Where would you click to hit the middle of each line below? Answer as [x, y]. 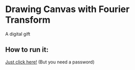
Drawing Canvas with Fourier [67, 9]
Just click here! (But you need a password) [50, 62]
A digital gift [18, 34]
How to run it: [27, 50]
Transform [28, 20]
